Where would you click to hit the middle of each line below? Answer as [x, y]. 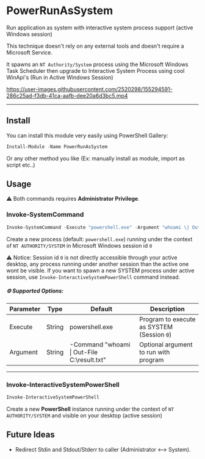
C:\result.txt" [88, 360]
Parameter [25, 308]
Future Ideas [31, 435]
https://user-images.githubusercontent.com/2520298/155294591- [89, 89]
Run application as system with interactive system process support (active [100, 28]
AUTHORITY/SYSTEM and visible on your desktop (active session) [85, 415]
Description [167, 308]
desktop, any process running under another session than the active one [98, 264]
